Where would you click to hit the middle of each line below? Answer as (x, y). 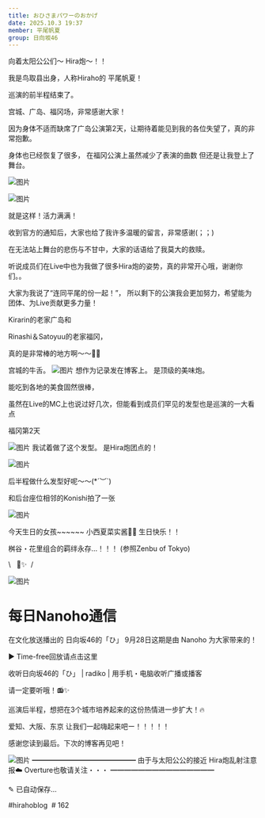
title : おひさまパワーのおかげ (53, 15)
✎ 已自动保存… (32, 789)
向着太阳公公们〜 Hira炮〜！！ (57, 61)
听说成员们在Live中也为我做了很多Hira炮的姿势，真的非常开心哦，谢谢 (122, 266)
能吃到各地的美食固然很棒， (53, 387)
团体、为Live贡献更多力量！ (53, 303)
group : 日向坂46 (33, 38)
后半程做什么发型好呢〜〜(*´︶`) (60, 481)
